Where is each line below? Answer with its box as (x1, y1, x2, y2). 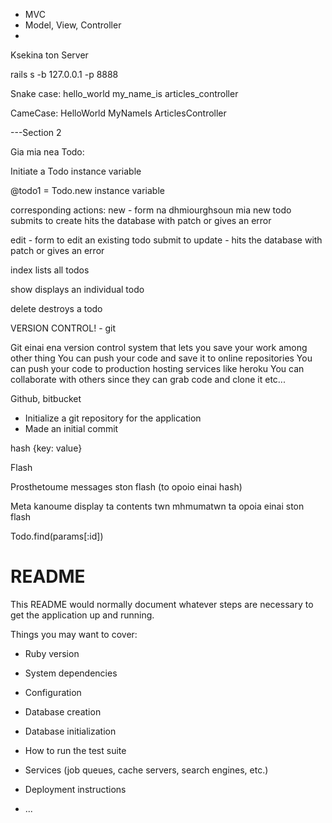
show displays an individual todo (10, 284, 145, 295)
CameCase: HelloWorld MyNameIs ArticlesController (10, 107, 227, 119)
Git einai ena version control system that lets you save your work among (10, 342, 308, 353)
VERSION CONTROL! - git (10, 322, 117, 334)
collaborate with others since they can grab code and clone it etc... (10, 374, 286, 385)
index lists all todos (10, 264, 90, 276)
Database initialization (24, 725, 117, 737)
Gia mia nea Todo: (10, 146, 85, 158)
